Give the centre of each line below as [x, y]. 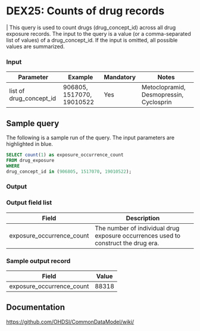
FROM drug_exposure [30, 160]
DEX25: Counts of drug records [85, 11]
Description [143, 218]
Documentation [36, 307]
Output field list [29, 202]
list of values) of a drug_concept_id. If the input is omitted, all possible [92, 40]
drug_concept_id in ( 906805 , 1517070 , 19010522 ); [69, 171]
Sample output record [38, 261]
